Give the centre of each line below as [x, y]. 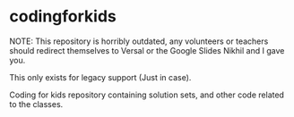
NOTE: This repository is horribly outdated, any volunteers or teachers [139, 41]
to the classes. [36, 104]
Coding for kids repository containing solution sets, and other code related [147, 95]
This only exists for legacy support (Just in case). [100, 77]
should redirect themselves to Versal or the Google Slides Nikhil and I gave [147, 50]
